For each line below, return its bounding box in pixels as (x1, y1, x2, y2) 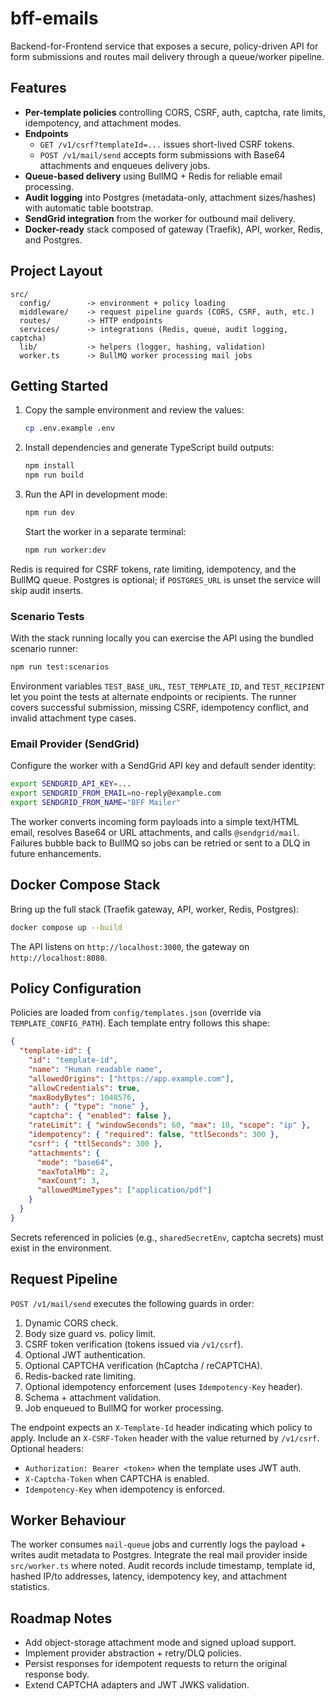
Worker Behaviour (10, 1512, 127, 1529)
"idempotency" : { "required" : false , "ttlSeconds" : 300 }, (28, 1130, 280, 1140)
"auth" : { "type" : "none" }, (28, 1102, 150, 1112)
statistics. (10, 1581, 50, 1593)
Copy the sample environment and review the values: (24, 404, 245, 416)
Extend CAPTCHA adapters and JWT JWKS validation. (24, 1679, 250, 1691)
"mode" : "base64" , (36, 1157, 114, 1167)
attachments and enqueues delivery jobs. (39, 159, 211, 171)
